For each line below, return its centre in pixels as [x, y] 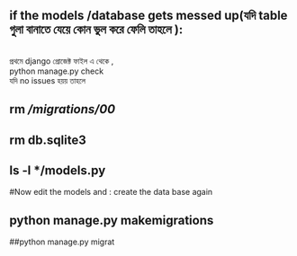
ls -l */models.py [58, 170]
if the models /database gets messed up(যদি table [148, 16]
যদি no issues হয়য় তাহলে [48, 80]
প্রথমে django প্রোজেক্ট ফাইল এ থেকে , [62, 61]
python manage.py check [57, 71]
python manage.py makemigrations [112, 220]
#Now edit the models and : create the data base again [111, 192]
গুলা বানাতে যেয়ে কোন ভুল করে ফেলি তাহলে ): [96, 30]
